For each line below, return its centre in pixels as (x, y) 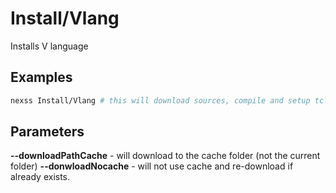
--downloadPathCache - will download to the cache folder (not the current (165, 156)
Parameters (47, 132)
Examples (41, 77)
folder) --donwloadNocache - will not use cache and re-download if (152, 166)
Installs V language (49, 46)
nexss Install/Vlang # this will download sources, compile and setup (160, 100)
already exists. (40, 177)
